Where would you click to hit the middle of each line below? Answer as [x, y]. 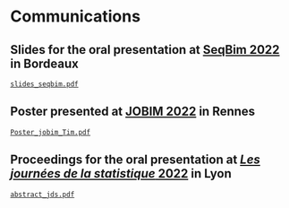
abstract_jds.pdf [42, 195]
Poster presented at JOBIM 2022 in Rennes [133, 112]
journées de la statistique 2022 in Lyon [121, 173]
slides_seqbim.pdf [44, 84]
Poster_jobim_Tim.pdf [51, 132]
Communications [76, 17]
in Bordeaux [44, 63]
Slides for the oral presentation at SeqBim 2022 [145, 50]
